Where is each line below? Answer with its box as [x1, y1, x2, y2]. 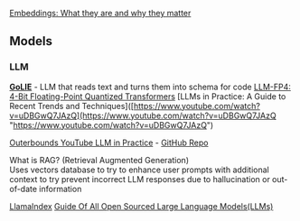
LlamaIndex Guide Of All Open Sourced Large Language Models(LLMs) [9, 200, 274, 211]
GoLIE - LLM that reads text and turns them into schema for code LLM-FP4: [9, 81, 292, 92]
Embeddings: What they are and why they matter [9, 8, 192, 18]
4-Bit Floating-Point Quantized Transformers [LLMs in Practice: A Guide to [9, 90, 286, 102]
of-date [9, 183, 38, 194]
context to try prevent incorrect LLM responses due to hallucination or [9, 173, 271, 184]
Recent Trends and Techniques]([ [9, 100, 134, 111]
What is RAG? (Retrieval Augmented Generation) [9, 154, 190, 165]
